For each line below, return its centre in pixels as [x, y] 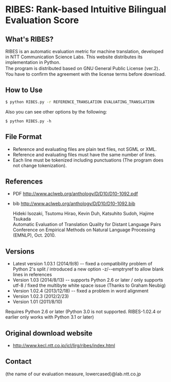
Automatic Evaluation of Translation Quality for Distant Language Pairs [87, 224]
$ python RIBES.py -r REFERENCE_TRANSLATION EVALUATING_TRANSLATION [80, 102]
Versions [20, 251]
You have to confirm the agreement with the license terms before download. [86, 74]
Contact [18, 362]
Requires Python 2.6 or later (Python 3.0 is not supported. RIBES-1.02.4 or [83, 312]
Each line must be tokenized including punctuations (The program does [88, 160]
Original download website [49, 333]
